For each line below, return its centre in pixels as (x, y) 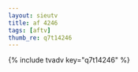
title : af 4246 (33, 23)
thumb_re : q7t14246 (40, 38)
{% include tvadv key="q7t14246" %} (69, 60)
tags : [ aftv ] (30, 30)
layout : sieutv (33, 15)
